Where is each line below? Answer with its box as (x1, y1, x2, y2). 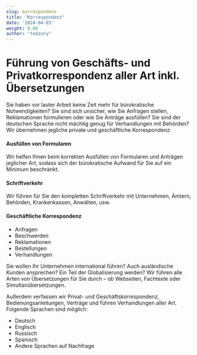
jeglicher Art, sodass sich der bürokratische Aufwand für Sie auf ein (6, 160, 172, 167)
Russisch (14, 329, 37, 337)
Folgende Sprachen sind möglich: (6, 305, 88, 312)
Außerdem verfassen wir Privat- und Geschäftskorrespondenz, (6, 293, 160, 300)
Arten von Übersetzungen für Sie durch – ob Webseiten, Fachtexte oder (6, 275, 181, 282)
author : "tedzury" (6, 31, 51, 37)
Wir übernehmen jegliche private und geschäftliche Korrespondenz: (6, 126, 172, 134)
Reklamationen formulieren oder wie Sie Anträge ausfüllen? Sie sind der (6, 114, 182, 121)
